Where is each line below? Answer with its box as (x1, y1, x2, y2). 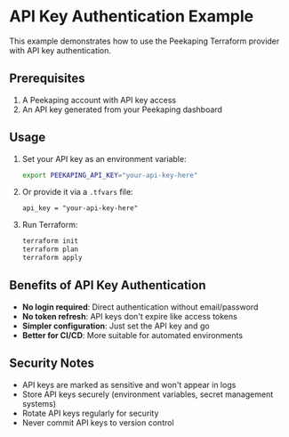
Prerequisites (9, 71, 85, 86)
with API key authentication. (9, 45, 112, 55)
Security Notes (9, 356, 95, 371)
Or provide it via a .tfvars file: (21, 187, 133, 198)
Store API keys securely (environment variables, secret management (21, 389, 274, 400)
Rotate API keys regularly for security (21, 408, 159, 418)
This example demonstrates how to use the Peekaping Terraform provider (9, 36, 280, 46)
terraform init (21, 237, 79, 246)
